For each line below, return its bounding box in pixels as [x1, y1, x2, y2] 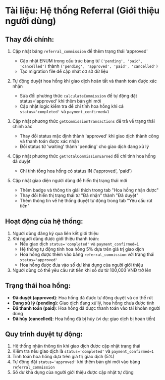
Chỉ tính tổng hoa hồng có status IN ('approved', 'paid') [19, 168, 132, 174]
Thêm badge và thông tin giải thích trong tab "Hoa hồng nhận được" [19, 187, 159, 193]
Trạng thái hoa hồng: [5, 282, 71, 290]
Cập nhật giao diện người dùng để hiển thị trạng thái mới [12, 178, 127, 183]
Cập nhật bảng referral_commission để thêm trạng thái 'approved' [12, 48, 148, 54]
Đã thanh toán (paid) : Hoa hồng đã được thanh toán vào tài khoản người [12, 305, 161, 311]
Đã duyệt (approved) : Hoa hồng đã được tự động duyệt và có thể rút [12, 294, 153, 300]
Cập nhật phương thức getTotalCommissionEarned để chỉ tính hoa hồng [12, 153, 156, 159]
